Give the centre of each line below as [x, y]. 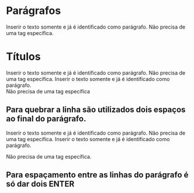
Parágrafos [34, 11]
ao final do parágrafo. [46, 119]
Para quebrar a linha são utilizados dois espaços [96, 110]
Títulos [23, 57]
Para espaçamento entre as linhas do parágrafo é [97, 175]
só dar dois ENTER [40, 184]
